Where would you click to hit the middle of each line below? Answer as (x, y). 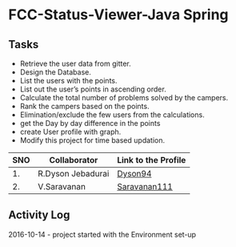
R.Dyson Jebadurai (74, 174)
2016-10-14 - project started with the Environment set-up (102, 234)
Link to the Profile (152, 160)
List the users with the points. (68, 81)
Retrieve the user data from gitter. (76, 63)
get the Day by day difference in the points (90, 123)
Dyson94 (134, 174)
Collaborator (74, 160)
